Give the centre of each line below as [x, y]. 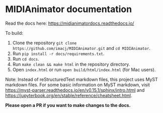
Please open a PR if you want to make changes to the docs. [68, 105]
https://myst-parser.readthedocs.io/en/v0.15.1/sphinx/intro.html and [75, 90]
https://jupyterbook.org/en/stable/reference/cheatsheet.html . [69, 95]
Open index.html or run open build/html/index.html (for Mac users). [84, 70]
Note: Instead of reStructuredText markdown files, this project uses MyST [81, 79]
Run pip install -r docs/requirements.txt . [58, 53]
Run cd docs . [26, 59]
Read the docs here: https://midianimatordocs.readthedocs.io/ [70, 23]
